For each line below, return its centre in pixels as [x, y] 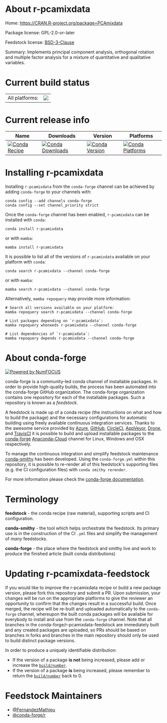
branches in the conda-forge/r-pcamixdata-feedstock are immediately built [82, 624]
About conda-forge [46, 358]
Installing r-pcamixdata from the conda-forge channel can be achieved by [80, 186]
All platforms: [23, 98]
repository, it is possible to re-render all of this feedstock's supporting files [82, 464]
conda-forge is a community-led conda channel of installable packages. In [81, 381]
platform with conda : [26, 262]
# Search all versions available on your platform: [60, 307]
